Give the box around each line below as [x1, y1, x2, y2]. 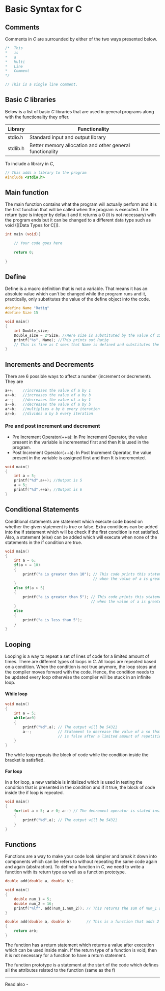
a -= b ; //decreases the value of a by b [5, 402, 91, 407]
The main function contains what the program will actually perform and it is [5, 201, 157, 207]
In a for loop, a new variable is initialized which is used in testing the [5, 779, 142, 785]
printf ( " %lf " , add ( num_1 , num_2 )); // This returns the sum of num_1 [14, 906, 157, 911]
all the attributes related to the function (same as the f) [5, 967, 115, 973]
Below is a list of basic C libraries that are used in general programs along [5, 108, 154, 114]
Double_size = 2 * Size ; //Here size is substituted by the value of [14, 333, 155, 338]
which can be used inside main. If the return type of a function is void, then [5, 947, 157, 953]
